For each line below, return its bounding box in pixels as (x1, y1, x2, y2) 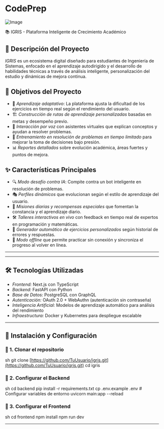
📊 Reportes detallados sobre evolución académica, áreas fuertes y (12, 145, 148, 150)
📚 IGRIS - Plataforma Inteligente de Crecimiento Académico (5, 29, 126, 35)
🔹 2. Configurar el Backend (5, 374, 70, 381)
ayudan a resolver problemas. (12, 129, 72, 134)
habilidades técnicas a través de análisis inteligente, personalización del (5, 68, 150, 74)
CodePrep (5, 3, 47, 14)
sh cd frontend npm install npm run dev (5, 414, 84, 420)
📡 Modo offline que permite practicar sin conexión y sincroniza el (12, 237, 143, 243)
